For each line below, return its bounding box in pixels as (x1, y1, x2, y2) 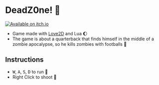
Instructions (5, 56, 44, 64)
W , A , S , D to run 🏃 (12, 69, 48, 75)
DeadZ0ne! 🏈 (5, 4, 61, 16)
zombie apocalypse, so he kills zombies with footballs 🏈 (12, 41, 127, 47)
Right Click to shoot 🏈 (12, 74, 57, 80)
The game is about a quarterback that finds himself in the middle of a (12, 36, 154, 42)
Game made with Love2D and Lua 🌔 (12, 30, 88, 36)
